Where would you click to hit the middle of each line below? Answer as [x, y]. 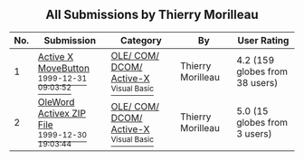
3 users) [255, 133]
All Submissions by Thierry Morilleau [152, 15]
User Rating [263, 40]
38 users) [257, 82]
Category [142, 40]
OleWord [56, 101]
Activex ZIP [62, 113]
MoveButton [64, 68]
